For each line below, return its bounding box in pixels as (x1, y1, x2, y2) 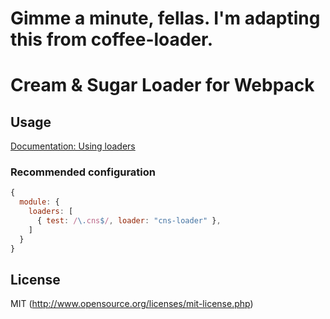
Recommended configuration (10, 165, 157, 179)
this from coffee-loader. (10, 28, 214, 51)
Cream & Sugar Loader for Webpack (10, 74, 315, 97)
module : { (19, 197, 60, 207)
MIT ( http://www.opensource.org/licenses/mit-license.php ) (10, 298, 254, 310)
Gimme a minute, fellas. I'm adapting (10, 7, 321, 30)
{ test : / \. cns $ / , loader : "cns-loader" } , (36, 216, 222, 226)
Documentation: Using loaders (10, 140, 136, 152)
